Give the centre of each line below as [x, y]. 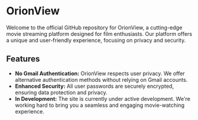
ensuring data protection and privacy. [61, 92]
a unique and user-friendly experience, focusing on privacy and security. [96, 40]
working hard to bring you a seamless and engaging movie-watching [100, 105]
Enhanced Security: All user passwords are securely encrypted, [94, 86]
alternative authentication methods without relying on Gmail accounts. [101, 79]
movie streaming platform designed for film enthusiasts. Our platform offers [99, 33]
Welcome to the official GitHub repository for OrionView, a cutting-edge [94, 27]
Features [23, 59]
